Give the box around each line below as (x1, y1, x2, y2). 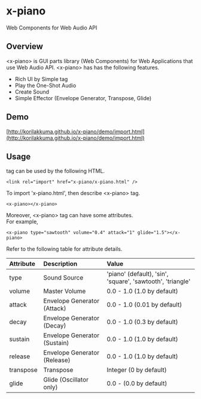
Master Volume (43, 287, 86, 295)
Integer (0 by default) (106, 366, 167, 374)
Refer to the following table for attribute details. (6, 245, 123, 253)
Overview (6, 41, 44, 52)
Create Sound (14, 88, 50, 95)
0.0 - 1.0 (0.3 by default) (106, 318, 178, 326)
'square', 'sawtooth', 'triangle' (106, 277, 191, 286)
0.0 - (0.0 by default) (106, 379, 167, 388)
